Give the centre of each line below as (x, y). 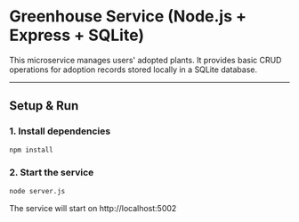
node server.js (37, 191)
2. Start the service (52, 173)
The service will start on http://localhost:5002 (93, 208)
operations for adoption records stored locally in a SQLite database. (133, 70)
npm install (31, 150)
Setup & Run (44, 106)
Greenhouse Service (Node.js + (128, 16)
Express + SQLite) (77, 35)
